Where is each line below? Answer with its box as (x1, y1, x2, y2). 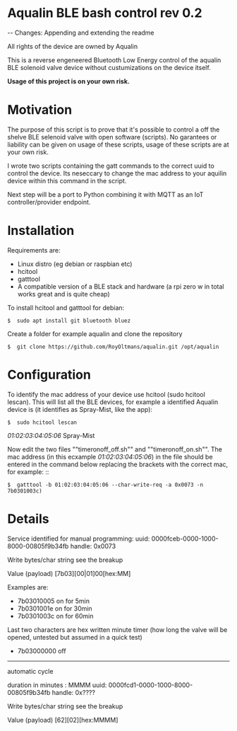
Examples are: (7, 582, 49, 592)
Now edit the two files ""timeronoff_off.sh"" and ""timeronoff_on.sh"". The (7, 444, 222, 454)
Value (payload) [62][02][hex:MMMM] (7, 715, 119, 724)
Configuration (7, 367, 92, 383)
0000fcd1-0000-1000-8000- (108, 681, 193, 689)
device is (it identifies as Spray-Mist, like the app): (7, 405, 153, 413)
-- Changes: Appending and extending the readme (7, 28, 154, 37)
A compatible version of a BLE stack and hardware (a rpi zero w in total (17, 282, 224, 291)
